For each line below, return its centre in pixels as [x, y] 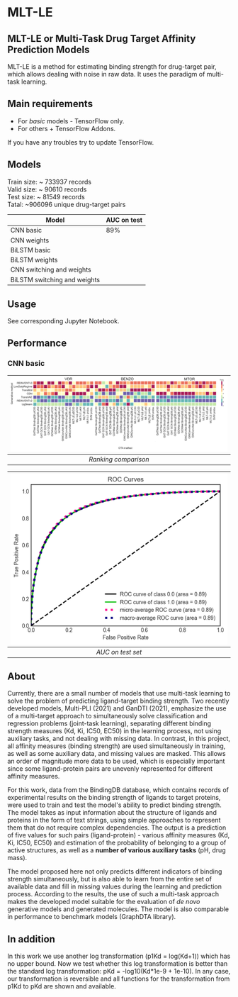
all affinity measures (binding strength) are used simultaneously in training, [117, 746]
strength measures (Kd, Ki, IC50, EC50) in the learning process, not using [114, 731]
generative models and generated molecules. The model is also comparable [118, 909]
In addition [31, 939]
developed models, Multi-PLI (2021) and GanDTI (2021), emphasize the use [117, 708]
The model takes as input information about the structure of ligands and [112, 813]
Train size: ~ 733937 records [50, 182]
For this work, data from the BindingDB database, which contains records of [118, 790]
